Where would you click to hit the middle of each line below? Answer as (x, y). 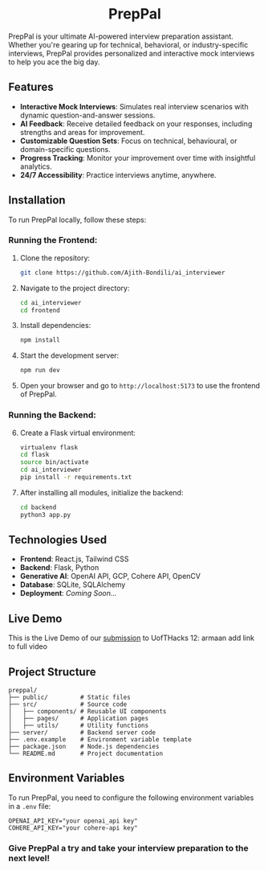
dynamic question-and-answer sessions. (87, 115)
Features (31, 87)
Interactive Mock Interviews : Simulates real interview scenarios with (134, 106)
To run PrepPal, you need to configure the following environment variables (131, 798)
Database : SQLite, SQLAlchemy (73, 585)
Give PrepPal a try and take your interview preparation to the (128, 847)
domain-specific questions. (65, 149)
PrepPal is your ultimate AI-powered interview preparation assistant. (121, 36)
